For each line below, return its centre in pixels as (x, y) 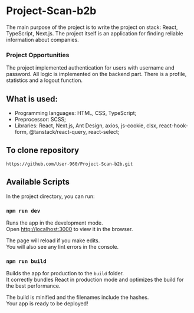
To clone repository (43, 151)
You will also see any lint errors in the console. (63, 246)
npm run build (26, 261)
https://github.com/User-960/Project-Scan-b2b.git (70, 164)
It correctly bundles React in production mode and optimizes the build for (95, 280)
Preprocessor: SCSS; (40, 120)
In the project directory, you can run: (50, 196)
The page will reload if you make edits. (53, 240)
